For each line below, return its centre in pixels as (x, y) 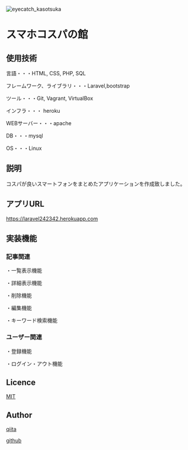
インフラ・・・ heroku (33, 111)
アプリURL (25, 204)
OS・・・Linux (24, 148)
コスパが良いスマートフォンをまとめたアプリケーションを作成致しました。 (96, 184)
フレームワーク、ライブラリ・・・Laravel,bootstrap (68, 86)
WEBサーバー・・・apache (39, 123)
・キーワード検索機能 (32, 321)
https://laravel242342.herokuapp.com (52, 219)
